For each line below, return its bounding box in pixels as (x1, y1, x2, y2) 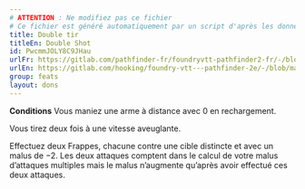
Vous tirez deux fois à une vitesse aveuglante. (9, 123, 182, 134)
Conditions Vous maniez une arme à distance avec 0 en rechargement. (9, 105, 277, 116)
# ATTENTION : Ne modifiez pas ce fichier (9, 13, 172, 23)
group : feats (9, 72, 59, 81)
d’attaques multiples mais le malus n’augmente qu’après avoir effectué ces (9, 159, 288, 170)
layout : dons (9, 80, 59, 90)
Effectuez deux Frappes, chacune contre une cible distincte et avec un (9, 140, 274, 151)
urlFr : (9, 55, 34, 64)
